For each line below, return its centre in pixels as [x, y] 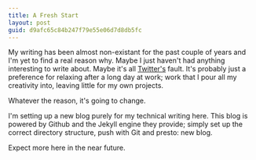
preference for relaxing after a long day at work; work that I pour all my [123, 77]
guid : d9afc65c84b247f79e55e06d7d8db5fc [75, 30]
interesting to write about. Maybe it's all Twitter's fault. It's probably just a [127, 69]
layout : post [29, 23]
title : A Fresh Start [44, 15]
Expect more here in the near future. [67, 148]
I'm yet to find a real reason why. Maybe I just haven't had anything [117, 60]
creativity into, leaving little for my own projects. [86, 85]
